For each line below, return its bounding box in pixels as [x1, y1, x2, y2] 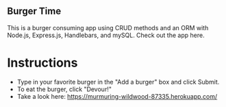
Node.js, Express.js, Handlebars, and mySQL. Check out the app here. [7, 31, 205, 39]
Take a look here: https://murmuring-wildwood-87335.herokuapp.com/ [16, 92, 218, 100]
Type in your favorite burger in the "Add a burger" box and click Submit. [16, 78, 220, 86]
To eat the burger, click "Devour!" [16, 85, 112, 93]
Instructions [7, 55, 78, 71]
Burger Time [7, 5, 62, 17]
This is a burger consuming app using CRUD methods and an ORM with [7, 23, 209, 32]
